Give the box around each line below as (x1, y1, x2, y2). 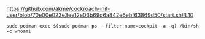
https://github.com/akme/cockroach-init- (6, 5, 110, 12)
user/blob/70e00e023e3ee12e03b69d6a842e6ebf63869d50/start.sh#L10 (6, 11, 194, 19)
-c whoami (6, 28, 32, 34)
